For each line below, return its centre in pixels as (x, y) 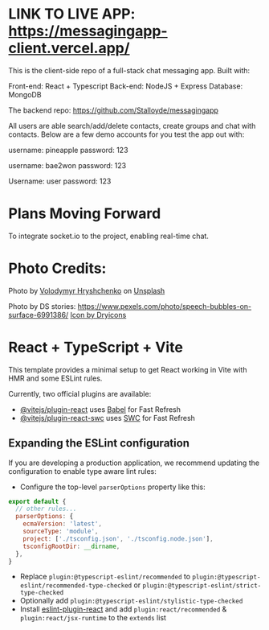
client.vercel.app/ (69, 48)
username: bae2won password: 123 (67, 165)
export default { (37, 501)
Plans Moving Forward (85, 214)
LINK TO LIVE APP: (72, 14)
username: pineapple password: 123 (68, 150)
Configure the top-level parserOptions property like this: (113, 487)
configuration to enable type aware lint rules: (82, 471)
